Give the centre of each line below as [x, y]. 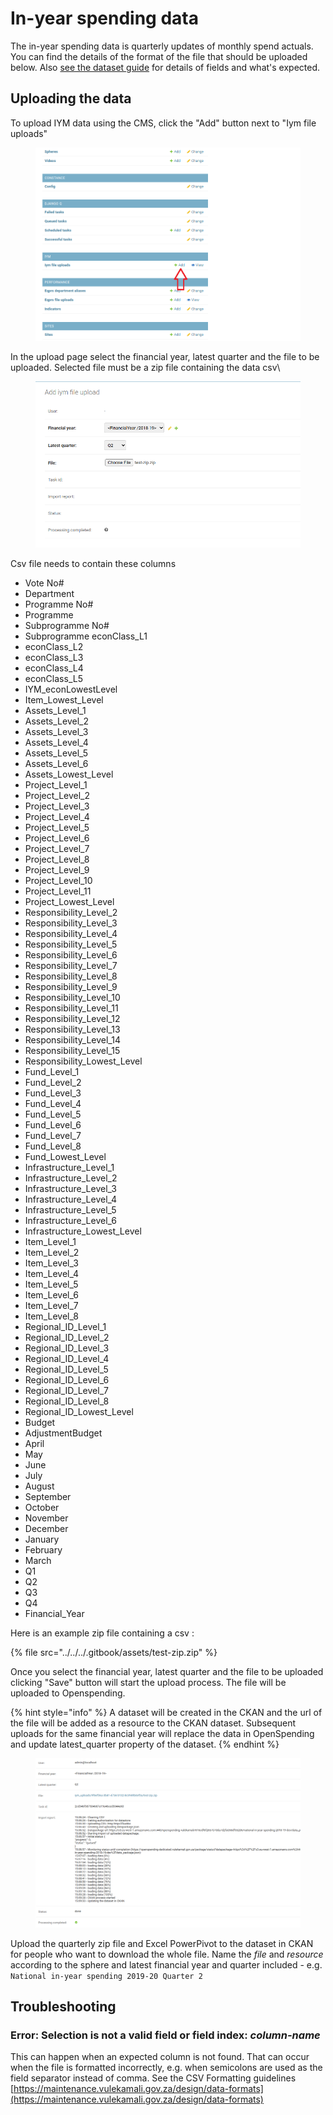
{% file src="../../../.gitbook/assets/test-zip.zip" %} [114, 1653]
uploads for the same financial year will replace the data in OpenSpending [162, 1734]
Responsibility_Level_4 [71, 934]
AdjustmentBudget [63, 1433]
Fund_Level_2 [53, 1083]
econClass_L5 [53, 679]
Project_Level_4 [57, 817]
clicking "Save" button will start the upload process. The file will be [148, 1683]
